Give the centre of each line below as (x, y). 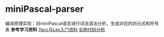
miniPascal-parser (44, 9)
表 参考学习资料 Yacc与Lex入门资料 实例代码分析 (55, 29)
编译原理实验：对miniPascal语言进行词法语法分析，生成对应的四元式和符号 (82, 23)
